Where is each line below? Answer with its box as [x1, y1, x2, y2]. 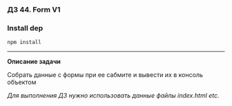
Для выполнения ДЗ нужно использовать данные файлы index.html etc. [7, 92, 220, 100]
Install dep [7, 23, 43, 32]
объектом [7, 78, 37, 87]
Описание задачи [7, 57, 61, 66]
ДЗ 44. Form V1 [7, 5, 61, 14]
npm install [7, 39, 41, 46]
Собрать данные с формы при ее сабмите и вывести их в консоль [7, 71, 204, 79]
